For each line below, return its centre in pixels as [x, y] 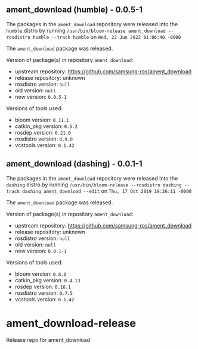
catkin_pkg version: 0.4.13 [47, 280]
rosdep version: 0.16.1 [43, 286]
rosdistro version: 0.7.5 [44, 293]
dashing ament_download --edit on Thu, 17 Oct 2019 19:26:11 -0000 [107, 191]
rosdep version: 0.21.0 [43, 132]
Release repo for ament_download [48, 339]
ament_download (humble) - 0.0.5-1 [75, 10]
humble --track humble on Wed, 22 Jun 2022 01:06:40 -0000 [107, 37]
